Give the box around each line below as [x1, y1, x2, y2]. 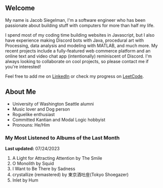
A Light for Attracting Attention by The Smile [12, 155, 103, 161]
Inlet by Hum [12, 177, 39, 183]
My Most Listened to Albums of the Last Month [5, 134, 120, 141]
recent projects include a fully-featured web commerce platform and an [5, 48, 151, 54]
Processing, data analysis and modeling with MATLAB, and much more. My [5, 42, 158, 49]
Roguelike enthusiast [12, 111, 55, 117]
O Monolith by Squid [12, 160, 54, 166]
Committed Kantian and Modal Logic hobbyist [12, 117, 106, 123]
